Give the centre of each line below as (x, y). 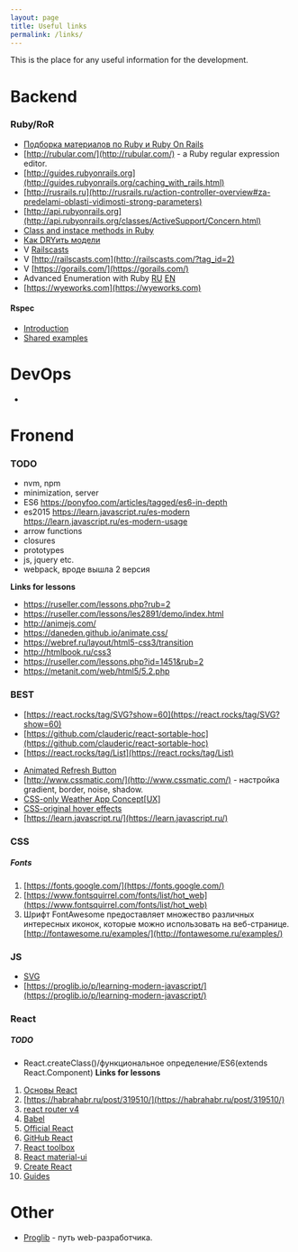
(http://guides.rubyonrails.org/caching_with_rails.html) (124, 182)
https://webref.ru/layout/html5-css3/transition (108, 643)
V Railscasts (46, 249)
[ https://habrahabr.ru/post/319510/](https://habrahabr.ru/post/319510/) (154, 1099)
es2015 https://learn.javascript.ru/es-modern (106, 512)
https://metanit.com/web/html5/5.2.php (96, 671)
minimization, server (61, 493)
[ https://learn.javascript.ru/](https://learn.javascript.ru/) (126, 818)
